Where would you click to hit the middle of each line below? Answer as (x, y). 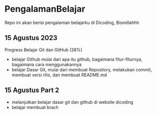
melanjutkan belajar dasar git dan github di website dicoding (72, 102)
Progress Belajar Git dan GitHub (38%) (44, 49)
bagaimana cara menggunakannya (46, 64)
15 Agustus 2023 (31, 38)
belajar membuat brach (35, 107)
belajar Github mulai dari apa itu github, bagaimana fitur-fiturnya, (77, 59)
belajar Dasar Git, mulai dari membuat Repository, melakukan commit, (82, 69)
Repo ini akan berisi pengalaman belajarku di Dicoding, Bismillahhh (72, 23)
